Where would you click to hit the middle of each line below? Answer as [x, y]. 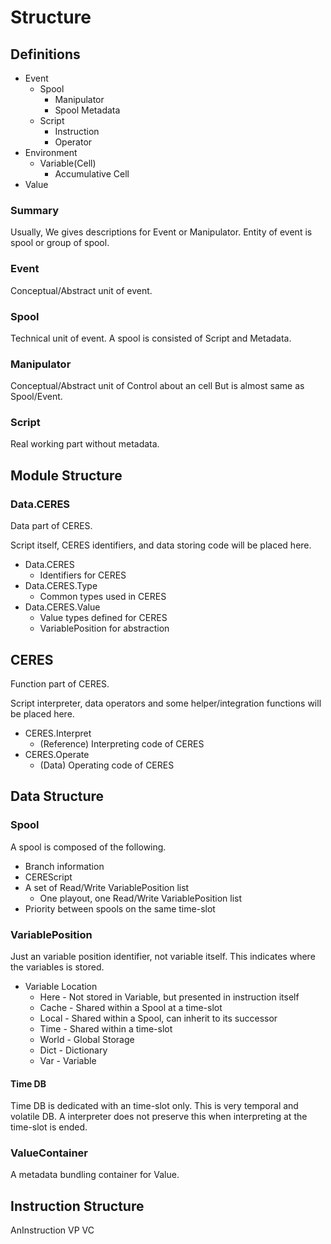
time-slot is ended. [49, 1127]
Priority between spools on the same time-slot [120, 908]
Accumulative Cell [92, 174]
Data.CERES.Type [61, 586]
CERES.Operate [57, 754]
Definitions [45, 54]
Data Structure [57, 796]
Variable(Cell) [68, 163]
